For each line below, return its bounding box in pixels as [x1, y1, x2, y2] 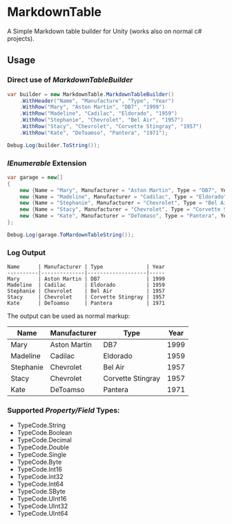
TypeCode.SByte [17, 487, 66, 496]
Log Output [7, 247, 46, 257]
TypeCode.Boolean [17, 429, 72, 437]
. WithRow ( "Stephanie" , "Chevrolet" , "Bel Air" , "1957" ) [19, 117, 184, 124]
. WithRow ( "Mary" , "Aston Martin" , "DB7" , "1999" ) [19, 104, 166, 111]
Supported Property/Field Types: [7, 406, 120, 415]
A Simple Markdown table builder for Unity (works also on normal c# [7, 27, 202, 35]
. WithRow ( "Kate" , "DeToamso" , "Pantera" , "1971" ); [19, 129, 168, 136]
